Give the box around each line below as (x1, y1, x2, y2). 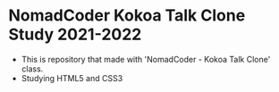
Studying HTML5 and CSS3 (21, 72, 123, 83)
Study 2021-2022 (8, 24, 142, 45)
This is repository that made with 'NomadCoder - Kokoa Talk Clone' (21, 54, 271, 64)
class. (21, 63, 44, 74)
